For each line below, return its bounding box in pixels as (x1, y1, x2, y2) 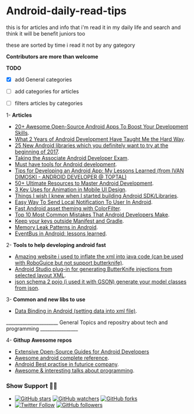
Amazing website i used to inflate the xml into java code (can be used (14, 253, 184, 260)
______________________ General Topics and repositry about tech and (6, 319, 168, 326)
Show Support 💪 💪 (6, 382, 58, 390)
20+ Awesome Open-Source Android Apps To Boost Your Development (14, 123, 189, 130)
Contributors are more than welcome (6, 53, 98, 60)
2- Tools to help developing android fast (6, 242, 106, 249)
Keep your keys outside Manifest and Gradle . (14, 217, 124, 224)
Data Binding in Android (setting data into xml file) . (14, 307, 137, 314)
